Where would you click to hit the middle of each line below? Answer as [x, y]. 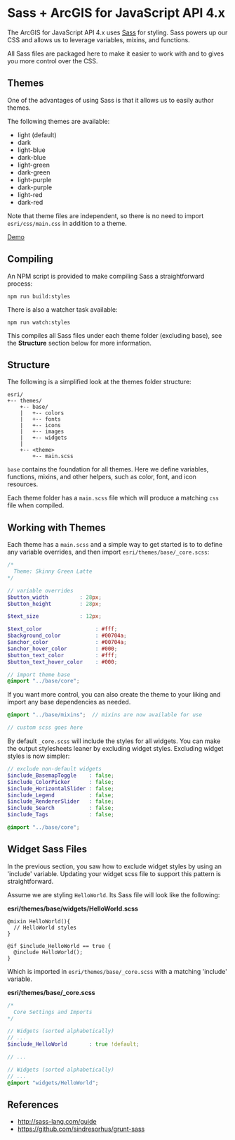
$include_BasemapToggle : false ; [61, 775]
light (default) [37, 134]
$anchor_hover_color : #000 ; [62, 649]
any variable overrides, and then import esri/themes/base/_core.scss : [108, 552]
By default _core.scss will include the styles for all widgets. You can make [114, 741]
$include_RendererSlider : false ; [61, 802]
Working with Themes [57, 527]
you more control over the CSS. [53, 61]
